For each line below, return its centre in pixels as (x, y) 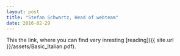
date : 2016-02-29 (28, 23)
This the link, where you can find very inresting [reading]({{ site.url (90, 40)
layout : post (23, 12)
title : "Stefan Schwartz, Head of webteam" (63, 17)
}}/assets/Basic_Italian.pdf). (41, 46)
